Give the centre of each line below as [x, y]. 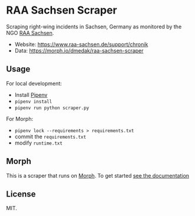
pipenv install [33, 102]
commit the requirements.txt [51, 136]
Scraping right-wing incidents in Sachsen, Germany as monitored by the [94, 27]
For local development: [34, 83]
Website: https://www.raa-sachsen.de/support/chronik [81, 44]
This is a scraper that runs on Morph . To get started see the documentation [98, 175]
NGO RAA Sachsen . [30, 32]
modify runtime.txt [39, 143]
